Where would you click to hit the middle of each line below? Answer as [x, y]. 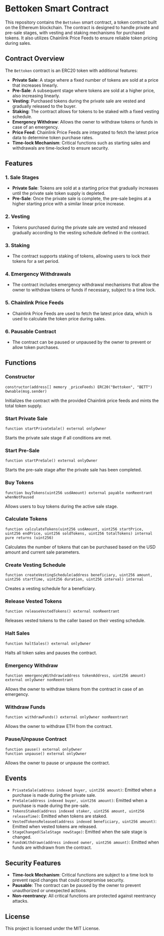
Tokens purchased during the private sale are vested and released [79, 227]
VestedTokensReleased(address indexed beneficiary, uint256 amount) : [84, 821]
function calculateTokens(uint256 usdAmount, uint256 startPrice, [74, 529]
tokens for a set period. [36, 261]
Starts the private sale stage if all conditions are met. [58, 437]
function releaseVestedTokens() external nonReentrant [62, 611]
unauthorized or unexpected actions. [50, 891]
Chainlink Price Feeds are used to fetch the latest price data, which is [82, 313]
